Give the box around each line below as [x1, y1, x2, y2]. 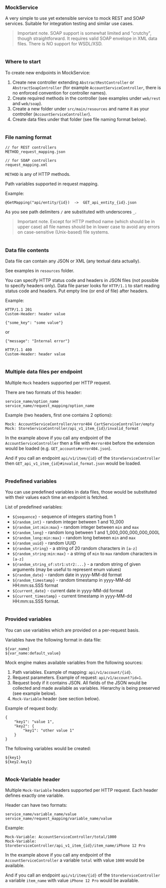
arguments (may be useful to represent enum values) [12, 567, 122, 573]
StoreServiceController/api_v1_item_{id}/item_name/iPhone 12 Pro [5, 843, 146, 848]
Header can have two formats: [5, 802, 68, 808]
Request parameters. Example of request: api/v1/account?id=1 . [12, 674, 143, 680]
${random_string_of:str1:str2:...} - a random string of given [12, 561, 141, 567]
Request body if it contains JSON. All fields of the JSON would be [12, 679, 147, 686]
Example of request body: [5, 705, 58, 711]
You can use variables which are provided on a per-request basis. [5, 627, 140, 633]
